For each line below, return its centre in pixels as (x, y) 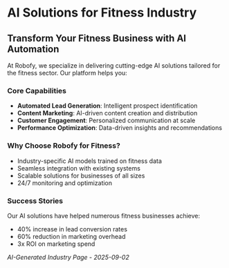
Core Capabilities (37, 90)
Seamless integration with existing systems (79, 168)
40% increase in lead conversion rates (72, 229)
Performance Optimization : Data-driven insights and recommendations (120, 128)
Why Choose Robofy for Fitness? (64, 146)
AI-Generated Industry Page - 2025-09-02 (68, 257)
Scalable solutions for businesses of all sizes (81, 175)
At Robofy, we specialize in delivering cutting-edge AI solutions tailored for (114, 66)
